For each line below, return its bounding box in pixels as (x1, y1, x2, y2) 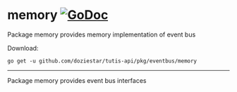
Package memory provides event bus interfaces (7, 76, 147, 84)
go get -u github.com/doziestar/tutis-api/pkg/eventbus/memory (7, 57, 197, 65)
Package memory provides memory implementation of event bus (7, 30, 196, 39)
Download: (7, 44, 39, 52)
